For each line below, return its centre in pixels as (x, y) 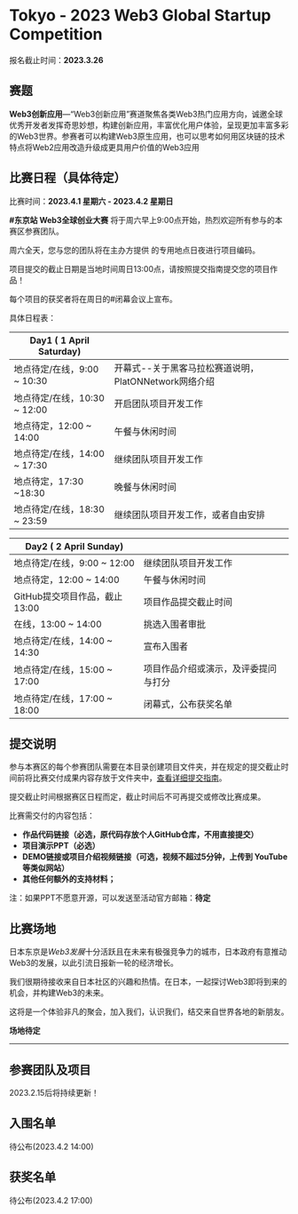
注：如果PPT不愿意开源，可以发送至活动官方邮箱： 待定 (110, 898)
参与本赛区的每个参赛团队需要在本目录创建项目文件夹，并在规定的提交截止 (145, 767)
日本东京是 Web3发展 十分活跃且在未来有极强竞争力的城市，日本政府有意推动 (148, 952)
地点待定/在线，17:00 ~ (63, 699)
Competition (56, 34)
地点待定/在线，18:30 (59, 509)
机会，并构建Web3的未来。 (59, 993)
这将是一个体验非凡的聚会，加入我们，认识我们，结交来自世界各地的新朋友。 (149, 1012)
